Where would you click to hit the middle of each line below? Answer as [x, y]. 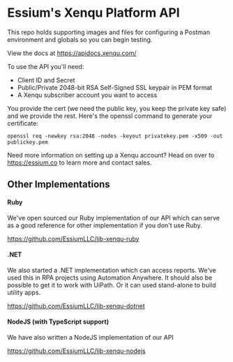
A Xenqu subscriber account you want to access [87, 95]
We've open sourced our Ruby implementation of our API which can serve [113, 218]
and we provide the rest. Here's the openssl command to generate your [110, 116]
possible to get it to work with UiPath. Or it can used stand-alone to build [112, 285]
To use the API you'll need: [46, 66]
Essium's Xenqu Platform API [93, 13]
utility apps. [24, 292]
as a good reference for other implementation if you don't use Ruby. [105, 225]
